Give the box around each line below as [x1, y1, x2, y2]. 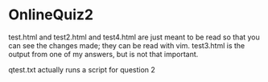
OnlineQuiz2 [8, 6, 94, 24]
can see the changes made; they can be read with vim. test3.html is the [8, 40, 245, 50]
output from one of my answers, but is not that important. [8, 49, 199, 59]
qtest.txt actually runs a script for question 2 [8, 64, 155, 74]
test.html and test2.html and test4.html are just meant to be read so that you [8, 32, 260, 42]
